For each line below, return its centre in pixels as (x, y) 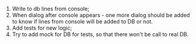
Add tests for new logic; (42, 28)
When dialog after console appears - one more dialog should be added (101, 15)
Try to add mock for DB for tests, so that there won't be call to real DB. (100, 34)
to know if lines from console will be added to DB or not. (82, 21)
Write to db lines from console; (51, 9)
